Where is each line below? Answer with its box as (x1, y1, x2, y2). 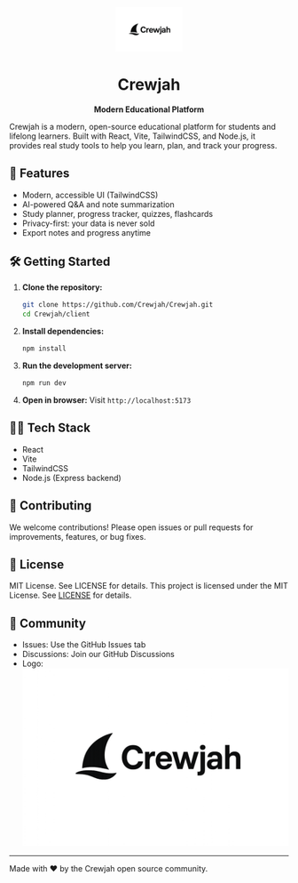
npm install (21, 344, 67, 353)
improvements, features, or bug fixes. (9, 531, 146, 542)
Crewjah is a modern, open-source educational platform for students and (9, 121, 277, 132)
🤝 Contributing (9, 498, 92, 513)
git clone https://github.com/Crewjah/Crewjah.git (21, 301, 214, 309)
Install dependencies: (21, 326, 105, 337)
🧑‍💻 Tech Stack (9, 421, 91, 436)
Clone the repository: (21, 282, 103, 293)
